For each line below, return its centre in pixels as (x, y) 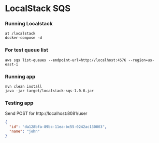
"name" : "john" (25, 131)
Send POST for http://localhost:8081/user (46, 113)
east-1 (12, 64)
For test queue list (27, 50)
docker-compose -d (23, 38)
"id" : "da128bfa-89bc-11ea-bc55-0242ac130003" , (58, 127)
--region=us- (141, 60)
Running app (20, 77)
